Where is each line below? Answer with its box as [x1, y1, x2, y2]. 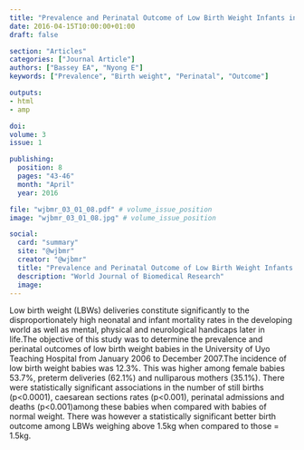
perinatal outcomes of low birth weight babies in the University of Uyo [9, 344, 271, 355]
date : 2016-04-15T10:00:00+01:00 [9, 22, 136, 31]
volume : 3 [9, 130, 47, 139]
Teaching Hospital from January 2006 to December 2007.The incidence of [9, 353, 287, 364]
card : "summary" [17, 238, 79, 248]
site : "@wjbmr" [17, 247, 75, 256]
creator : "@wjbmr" [17, 255, 88, 264]
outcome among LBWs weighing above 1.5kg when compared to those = [9, 421, 280, 432]
